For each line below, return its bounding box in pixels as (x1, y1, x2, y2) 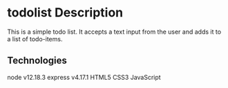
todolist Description (7, 5, 123, 21)
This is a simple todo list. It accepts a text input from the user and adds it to (7, 27, 222, 36)
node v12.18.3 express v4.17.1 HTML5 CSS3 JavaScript (7, 73, 161, 81)
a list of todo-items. (7, 34, 63, 43)
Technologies (7, 55, 68, 67)
